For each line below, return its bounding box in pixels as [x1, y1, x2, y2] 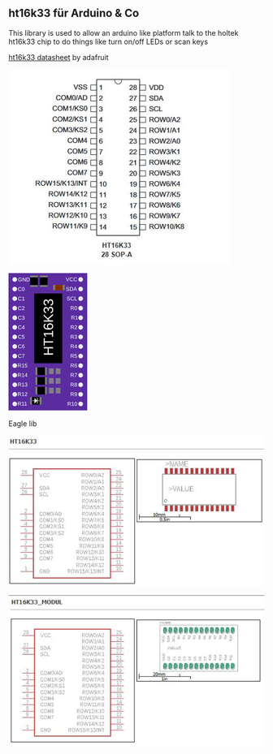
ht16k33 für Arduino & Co [8, 6, 140, 20]
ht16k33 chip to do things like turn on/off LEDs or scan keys [8, 37, 209, 46]
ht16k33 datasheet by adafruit [8, 52, 109, 62]
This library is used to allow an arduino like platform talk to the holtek [8, 28, 239, 37]
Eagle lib [8, 418, 37, 429]
